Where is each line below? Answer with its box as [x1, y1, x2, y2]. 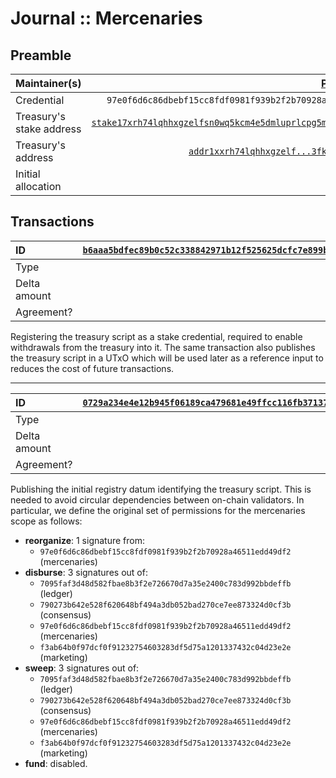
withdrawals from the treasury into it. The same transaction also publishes [10, 341, 316, 353]
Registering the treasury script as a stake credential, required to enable [10, 330, 303, 342]
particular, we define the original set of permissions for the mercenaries [10, 504, 306, 516]
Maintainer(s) [15, 77, 82, 90]
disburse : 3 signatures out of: [24, 566, 148, 578]
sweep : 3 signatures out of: [24, 662, 140, 674]
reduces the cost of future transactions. [10, 362, 175, 374]
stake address [15, 122, 82, 136]
